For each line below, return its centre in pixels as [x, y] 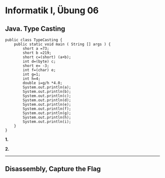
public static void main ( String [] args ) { [62, 44]
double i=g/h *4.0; [43, 83]
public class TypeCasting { [34, 40]
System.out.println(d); [47, 100]
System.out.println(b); [47, 91]
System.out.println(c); [47, 96]
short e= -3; [36, 66]
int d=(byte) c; [39, 61]
